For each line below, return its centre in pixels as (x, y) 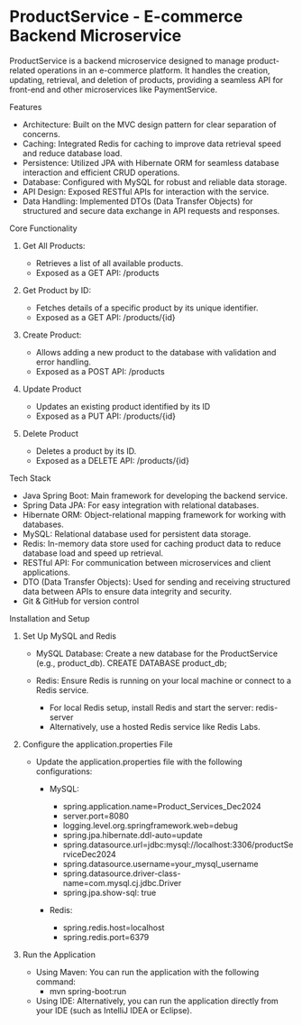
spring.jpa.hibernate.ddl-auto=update (133, 835)
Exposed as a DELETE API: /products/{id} (112, 460)
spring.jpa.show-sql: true (110, 892)
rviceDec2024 (90, 854)
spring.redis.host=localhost (114, 928)
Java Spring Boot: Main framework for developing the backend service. (155, 495)
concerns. (41, 134)
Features (26, 106)
